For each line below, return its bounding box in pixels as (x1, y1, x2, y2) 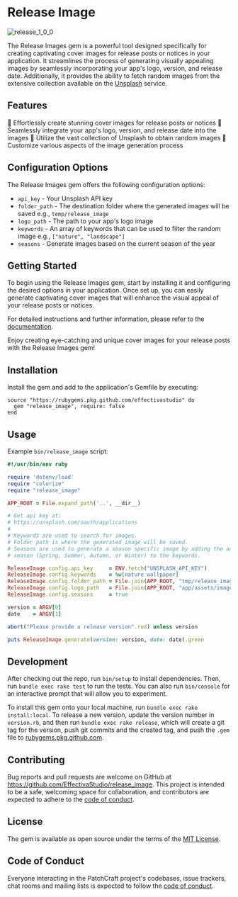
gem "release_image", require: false (13, 403, 125, 410)
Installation (7, 364, 58, 376)
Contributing (7, 754, 65, 766)
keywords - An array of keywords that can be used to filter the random (17, 224, 221, 232)
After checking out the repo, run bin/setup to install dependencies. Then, (7, 675, 221, 683)
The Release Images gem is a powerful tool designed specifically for (7, 41, 207, 50)
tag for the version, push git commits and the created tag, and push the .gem (7, 726, 230, 734)
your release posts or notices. (7, 301, 94, 310)
